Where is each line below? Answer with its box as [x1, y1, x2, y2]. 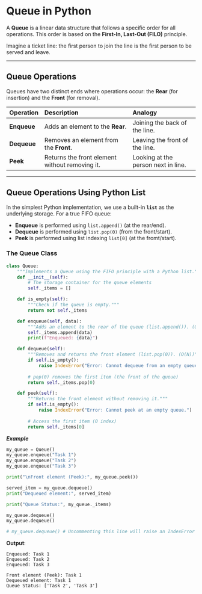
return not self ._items [28, 307, 87, 314]
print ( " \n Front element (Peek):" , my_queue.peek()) [6, 474, 138, 480]
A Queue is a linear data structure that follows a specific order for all [6, 24, 176, 31]
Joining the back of [132, 119, 188, 127]
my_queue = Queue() [6, 447, 55, 453]
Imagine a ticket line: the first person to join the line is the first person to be [6, 42, 192, 49]
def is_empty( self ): [17, 296, 69, 302]
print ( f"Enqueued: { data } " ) [28, 335, 98, 341]
